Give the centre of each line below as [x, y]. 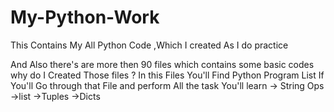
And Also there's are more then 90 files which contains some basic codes [162, 64]
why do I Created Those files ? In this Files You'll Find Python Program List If [167, 75]
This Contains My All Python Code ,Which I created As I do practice [149, 45]
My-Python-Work [85, 17]
